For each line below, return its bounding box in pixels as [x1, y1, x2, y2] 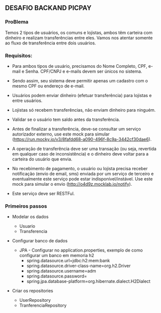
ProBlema [5, 19, 29, 25]
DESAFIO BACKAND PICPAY [5, 4, 91, 12]
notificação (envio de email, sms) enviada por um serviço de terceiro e [12, 171, 154, 176]
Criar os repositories [12, 288, 54, 294]
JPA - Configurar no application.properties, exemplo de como [19, 247, 143, 253]
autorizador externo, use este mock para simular [12, 131, 110, 137]
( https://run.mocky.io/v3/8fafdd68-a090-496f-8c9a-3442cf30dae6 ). [12, 136, 152, 142]
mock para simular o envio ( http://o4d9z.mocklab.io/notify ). [12, 181, 132, 187]
